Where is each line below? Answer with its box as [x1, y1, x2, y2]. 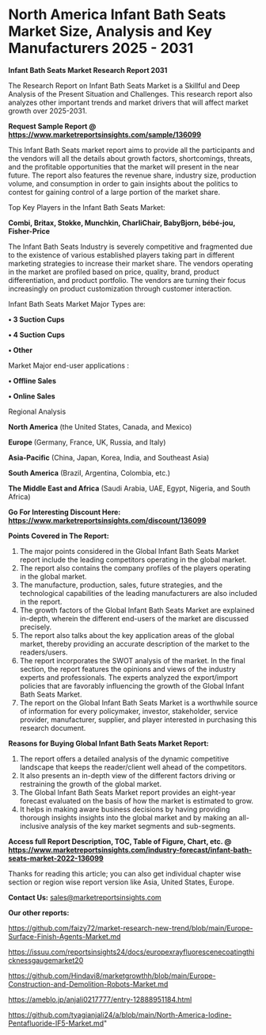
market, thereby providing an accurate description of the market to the [19, 639, 250, 648]
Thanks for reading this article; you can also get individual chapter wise [8, 869, 241, 878]
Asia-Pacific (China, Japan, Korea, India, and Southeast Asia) [8, 453, 210, 462]
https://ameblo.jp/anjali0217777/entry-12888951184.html [8, 995, 192, 1004]
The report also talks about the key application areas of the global [19, 630, 235, 640]
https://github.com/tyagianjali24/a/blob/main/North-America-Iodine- [8, 1010, 232, 1019]
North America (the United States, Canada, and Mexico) [8, 422, 192, 431]
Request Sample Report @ [8, 121, 97, 131]
